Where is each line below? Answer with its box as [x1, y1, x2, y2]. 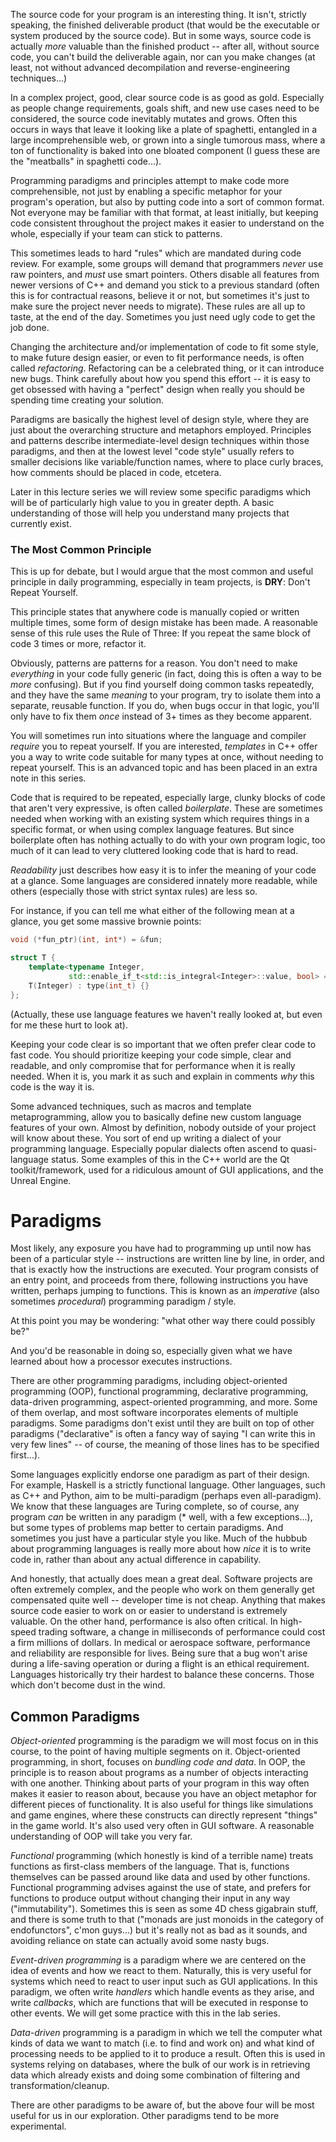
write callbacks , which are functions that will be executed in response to [10, 1997, 309, 2009]
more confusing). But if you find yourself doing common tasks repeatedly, [10, 679, 315, 691]
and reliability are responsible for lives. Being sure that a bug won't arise [10, 1647, 308, 1659]
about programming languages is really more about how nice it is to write [10, 1543, 312, 1555]
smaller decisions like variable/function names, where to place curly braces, [10, 456, 324, 468]
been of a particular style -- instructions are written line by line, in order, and [10, 1253, 325, 1265]
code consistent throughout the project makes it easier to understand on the [10, 217, 325, 229]
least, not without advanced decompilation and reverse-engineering [10, 62, 291, 73]
